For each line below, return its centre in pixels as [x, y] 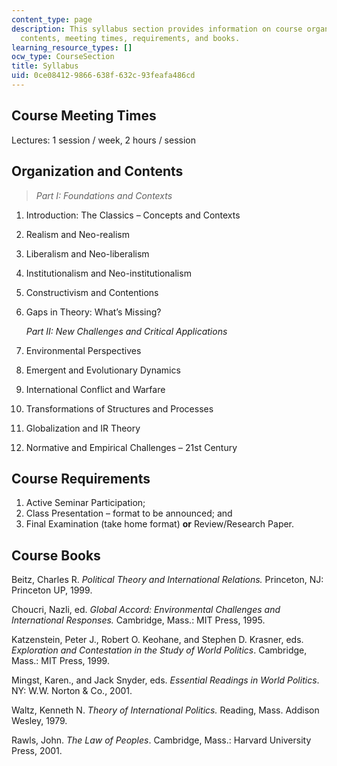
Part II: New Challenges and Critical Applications [126, 331]
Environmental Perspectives [83, 350]
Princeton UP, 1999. [52, 590]
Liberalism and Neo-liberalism [87, 253]
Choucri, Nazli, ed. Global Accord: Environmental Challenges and [146, 610]
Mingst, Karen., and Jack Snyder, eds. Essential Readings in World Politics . [165, 680]
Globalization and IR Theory [83, 428]
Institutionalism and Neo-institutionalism [108, 273]
